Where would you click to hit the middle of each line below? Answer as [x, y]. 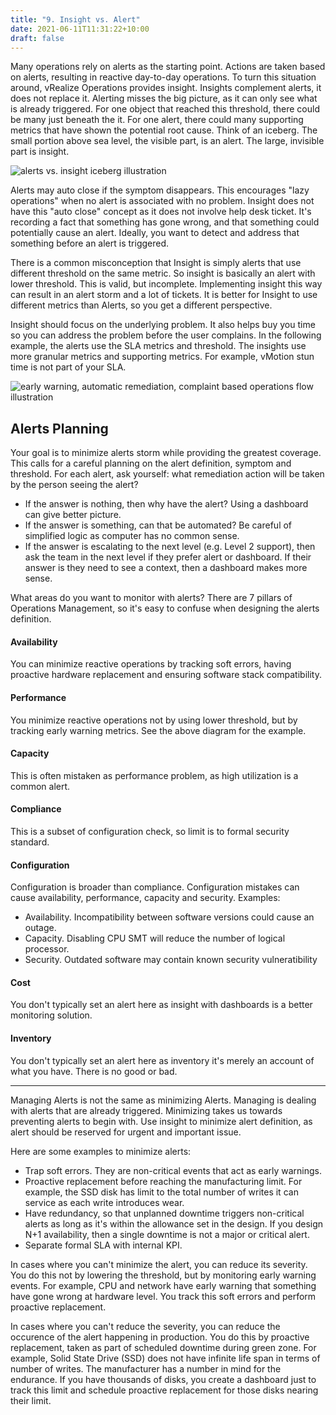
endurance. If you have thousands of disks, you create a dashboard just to [163, 1379]
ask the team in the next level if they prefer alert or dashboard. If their [168, 557]
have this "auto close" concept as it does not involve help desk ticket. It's [161, 212]
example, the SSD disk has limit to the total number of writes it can [161, 1192]
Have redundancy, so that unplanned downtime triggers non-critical [164, 1213]
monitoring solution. [51, 1015]
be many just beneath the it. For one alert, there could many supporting [157, 120]
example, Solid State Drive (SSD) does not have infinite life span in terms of [165, 1358]
